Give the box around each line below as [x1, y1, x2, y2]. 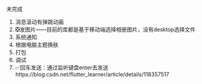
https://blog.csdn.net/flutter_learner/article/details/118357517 [15, 71, 170, 78]
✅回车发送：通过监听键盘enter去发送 [15, 64, 108, 71]
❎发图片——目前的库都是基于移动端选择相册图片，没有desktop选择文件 [15, 26, 196, 33]
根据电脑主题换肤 [15, 41, 59, 48]
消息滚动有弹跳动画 [15, 18, 64, 26]
